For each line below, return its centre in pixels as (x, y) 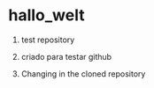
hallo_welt (46, 15)
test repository (48, 40)
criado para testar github (66, 56)
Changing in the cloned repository (83, 73)
